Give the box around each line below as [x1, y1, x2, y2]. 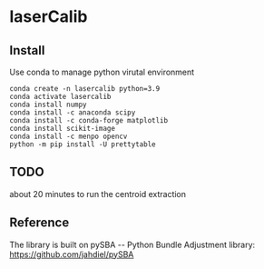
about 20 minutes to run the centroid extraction [9, 188, 187, 199]
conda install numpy [9, 100, 88, 109]
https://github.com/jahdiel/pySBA [9, 248, 134, 260]
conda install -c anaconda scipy [9, 108, 136, 117]
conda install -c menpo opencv [9, 132, 128, 141]
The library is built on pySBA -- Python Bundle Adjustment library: [9, 239, 256, 250]
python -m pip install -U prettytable [9, 140, 156, 149]
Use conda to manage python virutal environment [9, 66, 195, 77]
